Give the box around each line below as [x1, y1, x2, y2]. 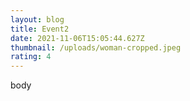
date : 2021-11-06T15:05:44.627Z [10, 33, 145, 43]
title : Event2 [10, 24, 70, 34]
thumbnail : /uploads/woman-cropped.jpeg [10, 42, 182, 53]
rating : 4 [10, 52, 52, 62]
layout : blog [10, 14, 65, 25]
